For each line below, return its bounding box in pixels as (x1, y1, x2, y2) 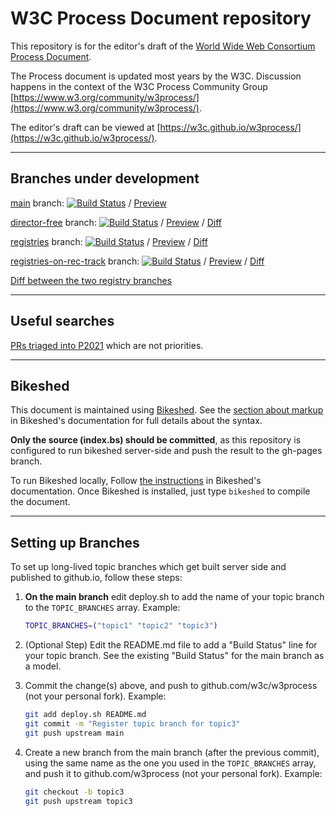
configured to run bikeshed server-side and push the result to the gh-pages (10, 445, 323, 457)
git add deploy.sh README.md (24, 710, 147, 720)
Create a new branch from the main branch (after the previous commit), (24, 746, 320, 758)
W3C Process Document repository (10, 7, 312, 30)
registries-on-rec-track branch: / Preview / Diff (10, 255, 265, 267)
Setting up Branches (10, 534, 140, 551)
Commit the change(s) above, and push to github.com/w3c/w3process (24, 680, 318, 692)
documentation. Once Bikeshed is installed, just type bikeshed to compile (10, 485, 311, 497)
